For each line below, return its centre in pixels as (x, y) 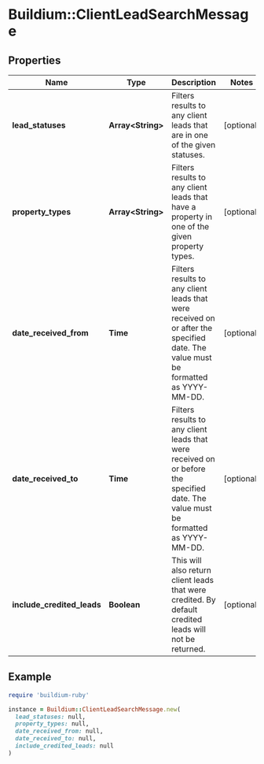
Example (30, 677)
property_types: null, (52, 724)
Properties (35, 60)
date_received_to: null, (56, 739)
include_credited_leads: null (64, 746)
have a (184, 207)
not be (183, 639)
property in (192, 217)
